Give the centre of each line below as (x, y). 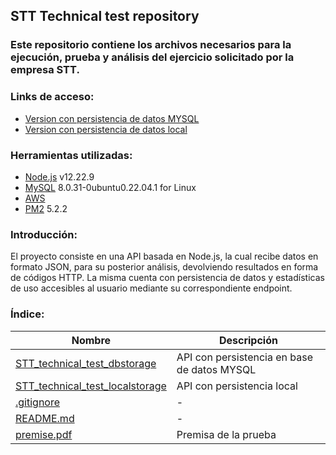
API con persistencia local (237, 386)
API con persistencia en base (245, 357)
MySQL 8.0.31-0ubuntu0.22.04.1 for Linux (110, 187)
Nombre (91, 340)
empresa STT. (45, 70)
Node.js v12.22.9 (59, 176)
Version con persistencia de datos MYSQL (112, 118)
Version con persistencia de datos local (106, 129)
